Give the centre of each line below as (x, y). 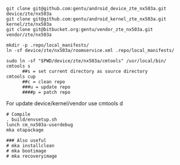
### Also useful (26, 140)
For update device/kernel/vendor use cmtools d (65, 103)
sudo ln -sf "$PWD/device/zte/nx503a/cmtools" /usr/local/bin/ (86, 61)
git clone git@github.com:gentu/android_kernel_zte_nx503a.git (86, 19)
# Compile (18, 114)
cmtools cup (21, 77)
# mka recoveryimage (32, 156)
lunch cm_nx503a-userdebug (40, 125)
